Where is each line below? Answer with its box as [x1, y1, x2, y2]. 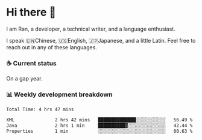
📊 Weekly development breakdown [6, 90, 113, 99]
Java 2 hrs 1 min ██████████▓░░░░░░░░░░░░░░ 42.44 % [6, 123, 193, 129]
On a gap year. [6, 75, 43, 82]
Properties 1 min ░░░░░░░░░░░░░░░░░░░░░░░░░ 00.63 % [6, 129, 193, 135]
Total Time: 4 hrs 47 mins [6, 106, 74, 112]
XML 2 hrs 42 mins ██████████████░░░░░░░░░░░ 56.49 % [6, 117, 193, 123]
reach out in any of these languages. [6, 43, 98, 50]
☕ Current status [6, 59, 57, 67]
